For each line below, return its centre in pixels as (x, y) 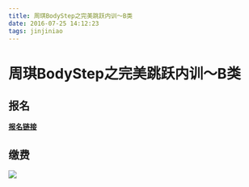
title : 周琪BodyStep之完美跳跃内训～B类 (71, 16)
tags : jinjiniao (36, 31)
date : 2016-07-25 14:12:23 (54, 23)
